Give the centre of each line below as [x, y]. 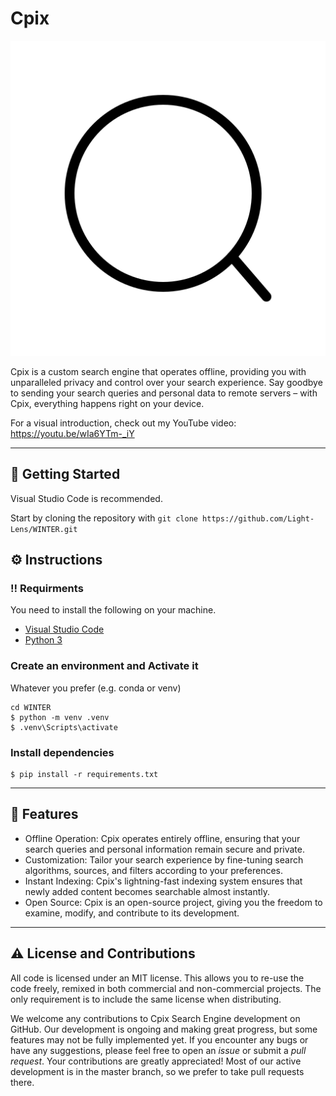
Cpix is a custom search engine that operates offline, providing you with [158, 371]
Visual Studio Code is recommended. [86, 498]
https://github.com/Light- [258, 518]
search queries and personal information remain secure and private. [165, 849]
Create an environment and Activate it [104, 666]
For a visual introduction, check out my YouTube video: [123, 423]
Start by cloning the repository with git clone [104, 518]
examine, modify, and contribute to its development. [132, 913]
